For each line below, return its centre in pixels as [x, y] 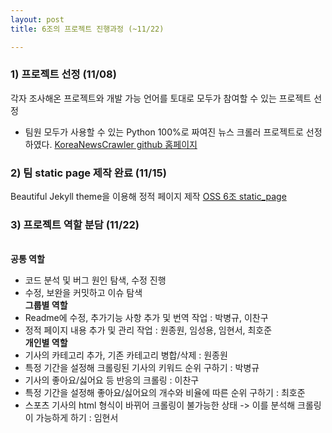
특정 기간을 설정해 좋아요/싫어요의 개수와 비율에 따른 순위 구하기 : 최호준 [165, 393]
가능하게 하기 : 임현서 [77, 418]
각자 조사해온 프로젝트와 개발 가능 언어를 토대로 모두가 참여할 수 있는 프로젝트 [161, 98]
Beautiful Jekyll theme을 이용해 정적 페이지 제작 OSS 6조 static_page [148, 197]
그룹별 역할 [46, 305]
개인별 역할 [46, 343]
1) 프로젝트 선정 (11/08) [63, 74]
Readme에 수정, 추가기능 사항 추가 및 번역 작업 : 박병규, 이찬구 [146, 318]
